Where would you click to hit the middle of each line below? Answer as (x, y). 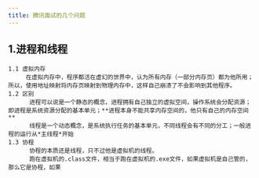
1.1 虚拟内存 (27, 69)
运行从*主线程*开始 (47, 134)
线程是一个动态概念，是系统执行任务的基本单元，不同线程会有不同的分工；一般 (137, 126)
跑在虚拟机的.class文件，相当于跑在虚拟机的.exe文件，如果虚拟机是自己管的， (140, 159)
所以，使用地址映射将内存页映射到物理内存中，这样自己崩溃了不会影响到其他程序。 (122, 86)
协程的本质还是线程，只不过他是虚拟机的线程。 (93, 151)
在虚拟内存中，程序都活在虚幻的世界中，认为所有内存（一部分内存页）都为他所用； (139, 78)
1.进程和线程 (38, 49)
